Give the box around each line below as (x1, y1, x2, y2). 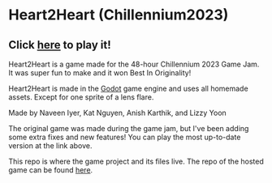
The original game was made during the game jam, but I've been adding (8, 124, 249, 133)
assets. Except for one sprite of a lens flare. (8, 92, 154, 102)
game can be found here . (8, 165, 93, 175)
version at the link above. (8, 141, 93, 151)
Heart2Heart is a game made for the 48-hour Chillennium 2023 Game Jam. (8, 59, 260, 69)
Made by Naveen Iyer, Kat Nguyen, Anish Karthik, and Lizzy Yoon (8, 108, 227, 117)
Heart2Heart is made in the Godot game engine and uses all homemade (8, 83, 249, 93)
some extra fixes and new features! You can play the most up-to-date (8, 132, 241, 142)
